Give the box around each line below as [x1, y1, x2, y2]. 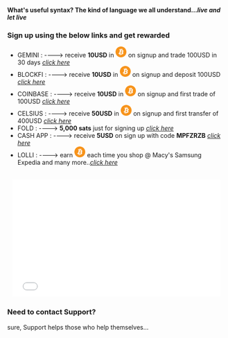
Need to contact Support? [7, 308, 96, 317]
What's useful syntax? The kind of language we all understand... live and [7, 6, 221, 14]
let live [7, 13, 27, 21]
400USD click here [17, 117, 71, 125]
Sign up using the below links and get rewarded [7, 30, 170, 40]
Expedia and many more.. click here [17, 159, 118, 167]
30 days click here [17, 58, 71, 66]
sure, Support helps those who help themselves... [7, 323, 149, 331]
